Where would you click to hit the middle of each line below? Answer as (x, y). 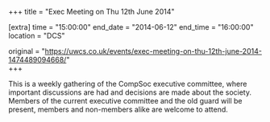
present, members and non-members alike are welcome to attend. (118, 109)
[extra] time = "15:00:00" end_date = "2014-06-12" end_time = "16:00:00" (131, 27)
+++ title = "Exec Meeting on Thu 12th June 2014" (91, 12)
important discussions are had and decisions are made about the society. (130, 92)
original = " (27, 51)
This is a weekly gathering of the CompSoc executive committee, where (128, 84)
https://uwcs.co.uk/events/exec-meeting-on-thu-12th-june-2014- (153, 51)
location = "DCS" (37, 36)
